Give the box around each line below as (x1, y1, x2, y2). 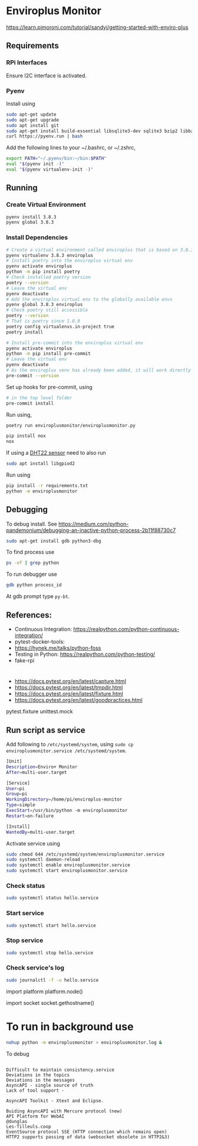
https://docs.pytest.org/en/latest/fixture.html (14, 690, 124, 697)
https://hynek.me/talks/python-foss (14, 645, 101, 652)
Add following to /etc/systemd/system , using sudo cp (6, 741, 134, 748)
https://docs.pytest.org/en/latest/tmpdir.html (14, 684, 123, 691)
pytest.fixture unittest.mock (6, 708, 73, 715)
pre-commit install (6, 400, 54, 406)
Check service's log (6, 964, 65, 972)
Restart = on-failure (6, 813, 54, 819)
